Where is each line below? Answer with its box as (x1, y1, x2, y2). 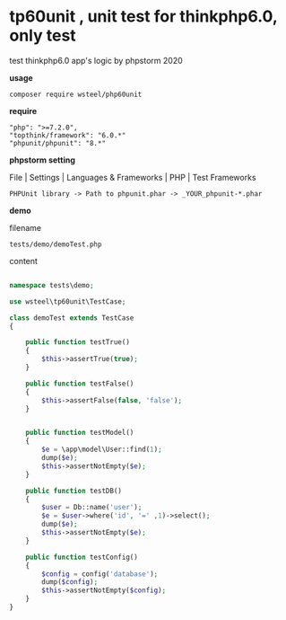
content (9, 255, 39, 266)
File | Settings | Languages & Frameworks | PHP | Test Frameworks (9, 172, 257, 182)
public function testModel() (25, 429, 134, 438)
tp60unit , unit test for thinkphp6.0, (9, 6, 278, 27)
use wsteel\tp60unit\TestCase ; (9, 297, 126, 306)
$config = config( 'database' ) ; (41, 569, 159, 579)
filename (9, 222, 42, 233)
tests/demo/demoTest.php (9, 240, 102, 249)
